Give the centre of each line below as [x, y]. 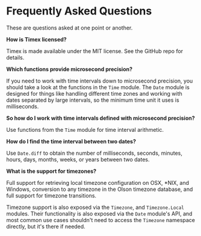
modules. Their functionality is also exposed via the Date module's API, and [99, 213]
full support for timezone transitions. [51, 195]
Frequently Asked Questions [79, 11]
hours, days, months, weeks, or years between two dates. [78, 159]
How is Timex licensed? [37, 39]
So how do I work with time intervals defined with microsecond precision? [101, 118]
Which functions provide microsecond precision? [70, 69]
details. [15, 57]
